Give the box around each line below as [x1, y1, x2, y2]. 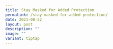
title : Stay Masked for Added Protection [5, 7, 95, 13]
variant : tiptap [5, 36, 40, 41]
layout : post [5, 21, 33, 27]
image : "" [5, 31, 26, 36]
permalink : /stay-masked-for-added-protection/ [5, 12, 108, 17]
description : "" [5, 27, 40, 32]
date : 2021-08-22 [5, 17, 42, 22]
